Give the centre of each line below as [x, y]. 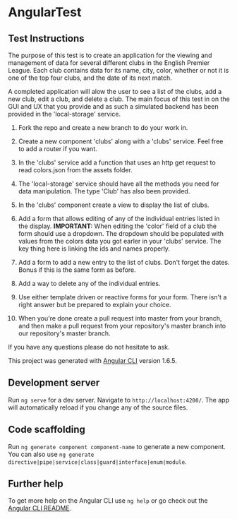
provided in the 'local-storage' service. [65, 114]
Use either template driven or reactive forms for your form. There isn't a [122, 297]
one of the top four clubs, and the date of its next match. [90, 78]
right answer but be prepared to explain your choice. [95, 305]
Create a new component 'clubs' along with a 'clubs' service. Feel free [121, 141]
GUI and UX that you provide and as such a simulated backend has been [113, 106]
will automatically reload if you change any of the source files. [98, 407]
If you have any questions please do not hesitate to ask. [89, 347]
